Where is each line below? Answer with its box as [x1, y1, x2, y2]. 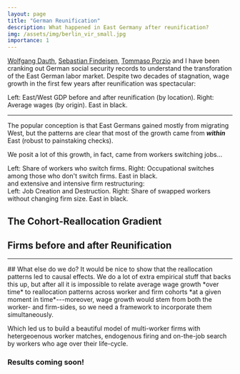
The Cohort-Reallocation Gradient [7, 215, 162, 227]
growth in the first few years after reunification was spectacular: [7, 79, 196, 88]
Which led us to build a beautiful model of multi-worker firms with [7, 324, 201, 333]
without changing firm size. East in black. [7, 194, 129, 203]
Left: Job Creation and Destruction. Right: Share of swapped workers [7, 187, 211, 196]
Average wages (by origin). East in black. [7, 101, 128, 109]
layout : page [7, 10, 46, 18]
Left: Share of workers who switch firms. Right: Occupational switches [7, 164, 214, 173]
